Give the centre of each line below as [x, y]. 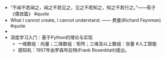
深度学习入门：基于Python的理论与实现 [51, 37]
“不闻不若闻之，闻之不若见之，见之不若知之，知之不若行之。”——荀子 [83, 7]
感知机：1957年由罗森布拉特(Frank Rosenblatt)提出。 [74, 50]
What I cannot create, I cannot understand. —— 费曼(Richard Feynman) [86, 20]
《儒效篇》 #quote [30, 14]
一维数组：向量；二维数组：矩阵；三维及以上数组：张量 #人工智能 [87, 44]
